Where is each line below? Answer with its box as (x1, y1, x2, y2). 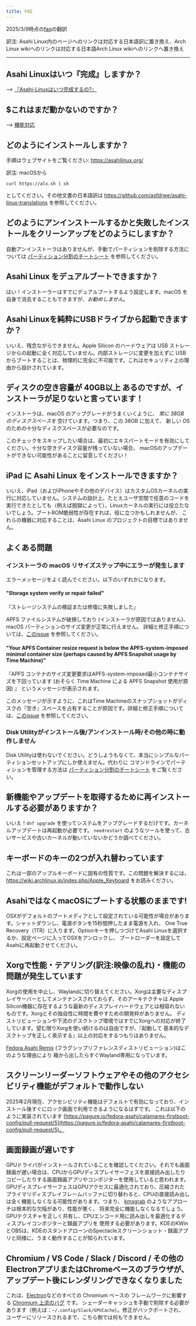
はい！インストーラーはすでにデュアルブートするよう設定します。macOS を (6, 288, 188, 295)
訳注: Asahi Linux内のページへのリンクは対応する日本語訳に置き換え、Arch (6, 37, 186, 44)
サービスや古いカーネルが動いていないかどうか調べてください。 (10, 834, 164, 841)
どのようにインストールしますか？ (6, 140, 129, 150)
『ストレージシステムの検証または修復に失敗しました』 (6, 604, 139, 611)
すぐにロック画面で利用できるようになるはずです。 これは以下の (31, 1105, 186, 1112)
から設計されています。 (10, 364, 67, 371)
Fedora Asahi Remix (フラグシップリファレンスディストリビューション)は (6, 1044, 181, 1051)
